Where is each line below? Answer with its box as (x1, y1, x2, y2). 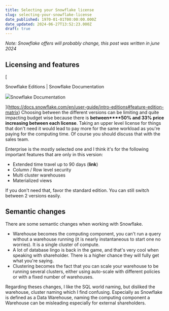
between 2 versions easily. (5, 192, 61, 198)
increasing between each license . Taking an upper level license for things (5, 120, 161, 126)
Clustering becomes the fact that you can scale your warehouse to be (12, 263, 159, 269)
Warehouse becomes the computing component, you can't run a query (12, 230, 161, 236)
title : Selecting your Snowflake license (5, 7, 94, 13)
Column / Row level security (12, 166, 72, 172)
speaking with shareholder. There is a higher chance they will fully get (12, 252, 159, 258)
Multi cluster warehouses (12, 172, 66, 178)
